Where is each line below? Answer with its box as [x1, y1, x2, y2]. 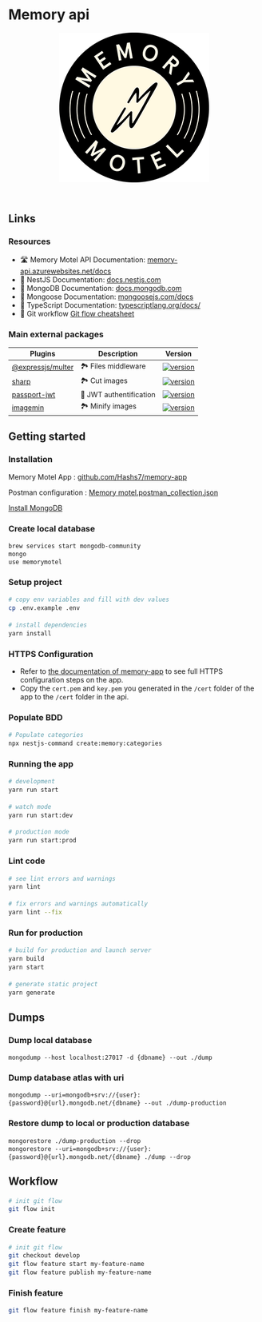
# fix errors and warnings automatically [8, 900, 149, 908]
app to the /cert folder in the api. [19, 691, 129, 701]
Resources [8, 236, 51, 247]
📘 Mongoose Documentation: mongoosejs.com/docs [19, 292, 194, 301]
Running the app [8, 758, 74, 769]
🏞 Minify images [80, 401, 137, 411]
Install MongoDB [8, 503, 63, 512]
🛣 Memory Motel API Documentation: [19, 254, 146, 265]
